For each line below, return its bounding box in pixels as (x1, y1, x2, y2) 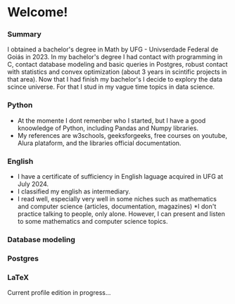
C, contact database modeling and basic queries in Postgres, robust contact (7, 61, 228, 69)
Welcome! (7, 4, 68, 20)
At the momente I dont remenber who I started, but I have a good (17, 116, 206, 125)
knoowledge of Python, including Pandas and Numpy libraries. (17, 124, 199, 132)
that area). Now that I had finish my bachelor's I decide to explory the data (7, 75, 223, 84)
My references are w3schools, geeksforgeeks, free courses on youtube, (17, 131, 227, 139)
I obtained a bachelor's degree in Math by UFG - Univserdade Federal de (7, 45, 219, 53)
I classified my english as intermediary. (17, 187, 131, 196)
